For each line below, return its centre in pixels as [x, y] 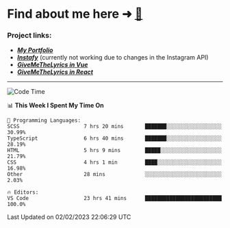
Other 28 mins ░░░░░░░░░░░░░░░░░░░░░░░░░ [115, 175]
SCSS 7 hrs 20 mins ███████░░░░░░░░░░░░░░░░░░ [115, 127]
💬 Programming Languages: [44, 121]
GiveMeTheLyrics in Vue [52, 65]
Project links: [29, 36]
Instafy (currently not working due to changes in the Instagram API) [113, 58]
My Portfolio [35, 50]
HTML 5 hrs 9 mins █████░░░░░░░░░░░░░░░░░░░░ [115, 151]
